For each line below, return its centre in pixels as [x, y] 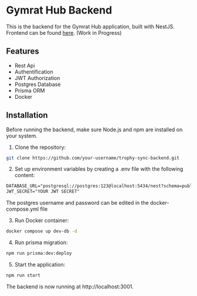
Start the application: [40, 264]
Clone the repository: [40, 147]
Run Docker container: [42, 221]
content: [25, 175]
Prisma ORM [30, 90]
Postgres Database [38, 84]
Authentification [34, 72]
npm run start [23, 275]
